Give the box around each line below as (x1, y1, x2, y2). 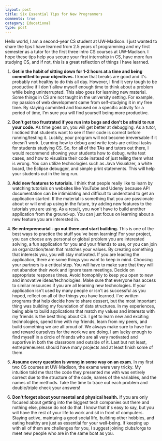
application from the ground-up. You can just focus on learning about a (12, 211, 154, 217)
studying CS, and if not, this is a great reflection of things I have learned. (5, 59, 149, 65)
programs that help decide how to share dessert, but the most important (12, 298, 156, 304)
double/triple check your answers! (12, 385, 81, 391)
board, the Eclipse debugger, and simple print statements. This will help (12, 166, 155, 171)
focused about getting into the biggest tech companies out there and (12, 399, 149, 406)
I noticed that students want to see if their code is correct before (12, 130, 141, 136)
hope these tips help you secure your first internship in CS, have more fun (5, 54, 152, 60)
